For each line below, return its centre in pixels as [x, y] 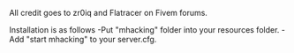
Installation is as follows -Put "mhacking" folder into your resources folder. [144, 30]
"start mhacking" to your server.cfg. [91, 39]
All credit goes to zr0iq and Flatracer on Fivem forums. [108, 13]
